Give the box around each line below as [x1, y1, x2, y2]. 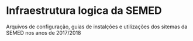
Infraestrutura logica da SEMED [6, 4, 162, 17]
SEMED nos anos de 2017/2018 [6, 29, 81, 36]
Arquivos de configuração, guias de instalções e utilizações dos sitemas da [6, 23, 188, 30]
